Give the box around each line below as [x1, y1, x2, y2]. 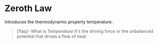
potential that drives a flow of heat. [16, 33, 87, 39]
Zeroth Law [4, 3, 52, 14]
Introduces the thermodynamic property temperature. [4, 19, 113, 25]
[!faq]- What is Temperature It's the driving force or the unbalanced [16, 28, 154, 34]
